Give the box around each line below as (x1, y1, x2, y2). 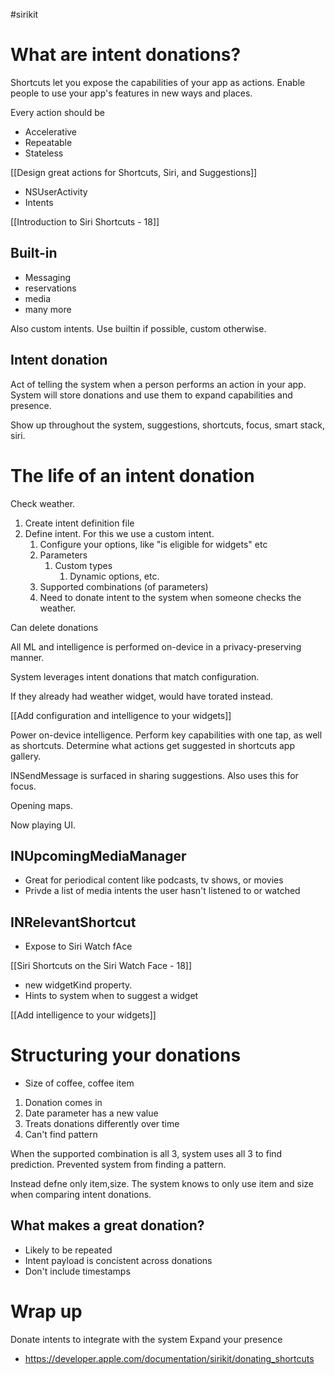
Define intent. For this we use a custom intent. (24, 527, 215, 539)
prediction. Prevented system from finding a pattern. (10, 1159, 227, 1171)
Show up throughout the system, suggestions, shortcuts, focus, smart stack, (10, 419, 326, 431)
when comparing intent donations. (10, 1189, 152, 1201)
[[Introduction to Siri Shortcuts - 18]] (10, 215, 160, 228)
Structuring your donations (10, 1044, 242, 1067)
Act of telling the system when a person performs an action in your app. (10, 378, 307, 390)
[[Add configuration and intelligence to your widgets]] (10, 709, 232, 721)
